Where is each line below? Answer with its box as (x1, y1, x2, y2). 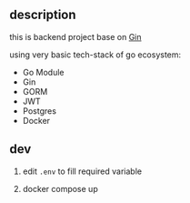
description (9, 7, 76, 23)
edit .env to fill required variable (22, 166, 143, 177)
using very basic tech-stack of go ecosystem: (9, 49, 182, 60)
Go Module (22, 66, 65, 77)
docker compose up (22, 183, 98, 194)
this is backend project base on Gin (9, 31, 143, 42)
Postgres (22, 105, 57, 117)
